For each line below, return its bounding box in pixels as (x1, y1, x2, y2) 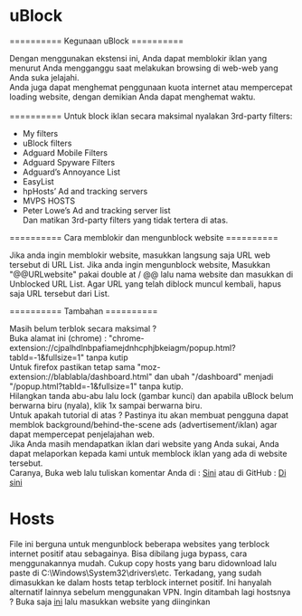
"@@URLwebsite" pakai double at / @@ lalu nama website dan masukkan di (9, 269, 294, 280)
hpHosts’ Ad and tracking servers (22, 185, 148, 196)
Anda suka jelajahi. (9, 71, 80, 82)
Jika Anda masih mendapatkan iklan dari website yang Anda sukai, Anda (9, 438, 279, 449)
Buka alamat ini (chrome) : (9, 332, 107, 344)
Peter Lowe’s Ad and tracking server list (22, 204, 171, 215)
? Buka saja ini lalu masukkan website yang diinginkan (9, 596, 211, 607)
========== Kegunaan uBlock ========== (9, 35, 184, 46)
